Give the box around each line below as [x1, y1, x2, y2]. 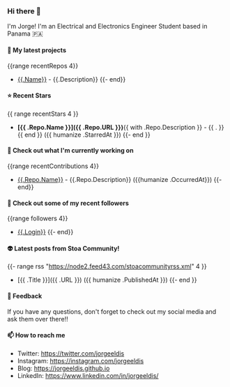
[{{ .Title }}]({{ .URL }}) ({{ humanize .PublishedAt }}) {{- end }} [17, 275, 197, 284]
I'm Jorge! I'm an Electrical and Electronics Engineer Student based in [7, 22, 208, 31]
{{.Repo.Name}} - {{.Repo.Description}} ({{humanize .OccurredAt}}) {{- [17, 175, 222, 183]
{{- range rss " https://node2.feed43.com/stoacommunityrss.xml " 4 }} [7, 262, 207, 271]
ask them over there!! [7, 314, 68, 323]
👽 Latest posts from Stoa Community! [7, 244, 120, 252]
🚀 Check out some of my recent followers [7, 199, 129, 207]
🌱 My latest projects [7, 45, 66, 54]
